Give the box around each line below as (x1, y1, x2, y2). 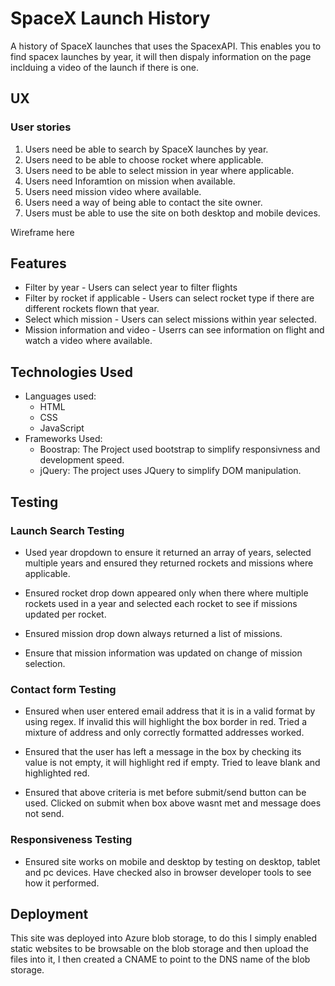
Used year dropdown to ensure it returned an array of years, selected (24, 546, 312, 558)
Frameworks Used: (24, 433, 103, 445)
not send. (24, 808, 65, 820)
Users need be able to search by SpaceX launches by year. (24, 143, 269, 155)
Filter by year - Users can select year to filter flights (24, 282, 238, 294)
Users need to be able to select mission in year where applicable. (24, 164, 295, 176)
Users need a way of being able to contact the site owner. (24, 196, 263, 208)
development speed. (39, 454, 125, 466)
